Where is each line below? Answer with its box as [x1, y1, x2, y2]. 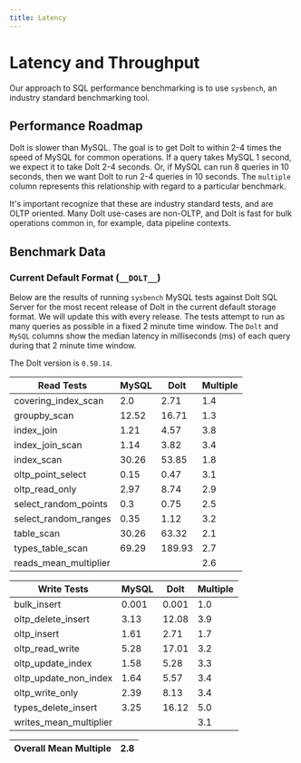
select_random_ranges [14, 513, 112, 525]
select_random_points [14, 498, 109, 511]
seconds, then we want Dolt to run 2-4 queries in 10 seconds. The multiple [9, 171, 292, 182]
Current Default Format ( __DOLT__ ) [9, 271, 161, 284]
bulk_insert [14, 598, 62, 611]
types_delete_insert [14, 701, 98, 714]
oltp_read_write [14, 642, 80, 655]
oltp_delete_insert [14, 613, 91, 626]
